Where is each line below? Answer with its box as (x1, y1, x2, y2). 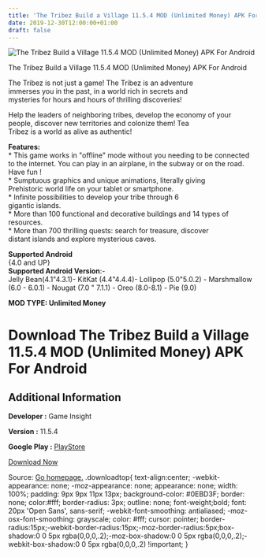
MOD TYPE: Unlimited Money (8, 299, 106, 308)
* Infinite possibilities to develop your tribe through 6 (8, 192, 179, 202)
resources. (8, 217, 43, 227)
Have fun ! (8, 167, 42, 177)
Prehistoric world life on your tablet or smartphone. (8, 184, 174, 194)
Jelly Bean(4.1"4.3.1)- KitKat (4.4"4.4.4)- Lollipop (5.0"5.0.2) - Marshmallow (8, 275, 252, 284)
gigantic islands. (8, 201, 62, 210)
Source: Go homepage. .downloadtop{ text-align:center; (8, 473, 191, 482)
